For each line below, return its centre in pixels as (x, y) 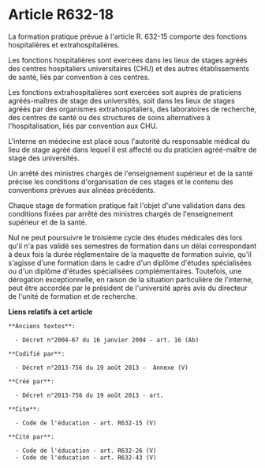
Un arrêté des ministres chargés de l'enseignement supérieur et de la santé (131, 173)
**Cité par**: (32, 436)
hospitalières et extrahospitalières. (64, 44)
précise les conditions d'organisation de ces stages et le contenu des (121, 181)
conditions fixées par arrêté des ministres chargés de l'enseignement (121, 213)
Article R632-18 (61, 15)
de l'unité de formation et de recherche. (73, 296)
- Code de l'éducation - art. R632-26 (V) (86, 451)
